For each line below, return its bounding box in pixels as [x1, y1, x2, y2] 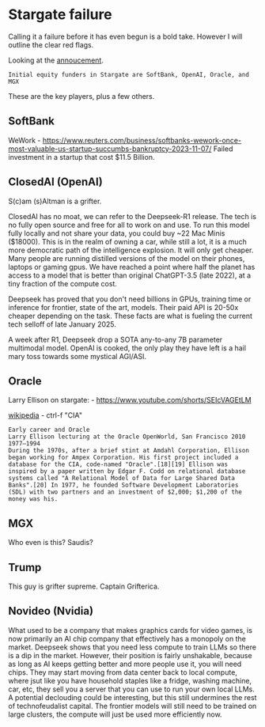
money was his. [8, 495, 59, 503]
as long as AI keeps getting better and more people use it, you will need [8, 659, 242, 668]
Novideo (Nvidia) [8, 604, 93, 618]
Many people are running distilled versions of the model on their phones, [8, 253, 245, 263]
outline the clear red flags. [8, 40, 94, 49]
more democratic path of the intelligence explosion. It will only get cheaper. [8, 245, 254, 255]
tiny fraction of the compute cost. [8, 278, 117, 288]
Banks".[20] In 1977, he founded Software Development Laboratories [8, 481, 239, 490]
